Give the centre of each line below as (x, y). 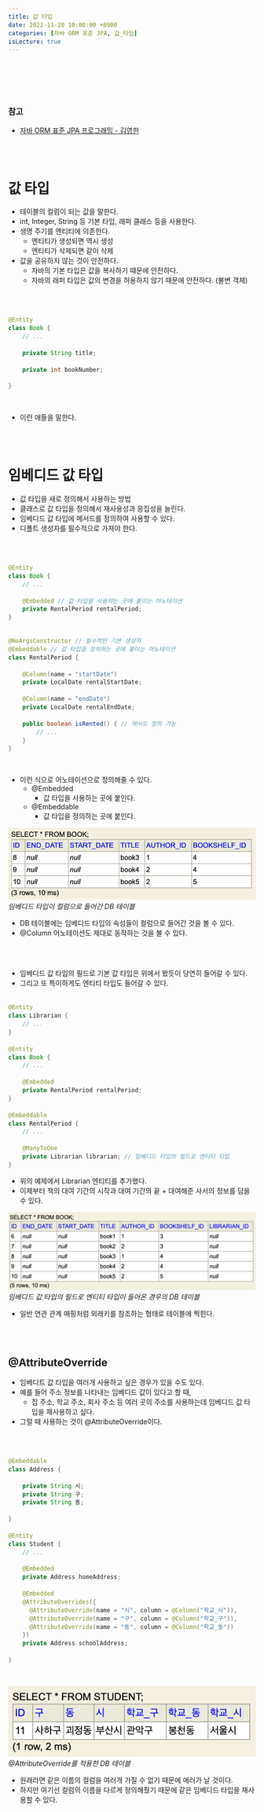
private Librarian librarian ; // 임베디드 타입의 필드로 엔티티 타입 (126, 1157)
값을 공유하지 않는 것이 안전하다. (69, 261)
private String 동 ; (53, 1502)
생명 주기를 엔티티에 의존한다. (65, 231)
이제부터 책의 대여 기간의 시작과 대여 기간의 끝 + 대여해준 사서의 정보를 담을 (135, 1190)
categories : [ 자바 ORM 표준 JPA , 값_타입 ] (73, 33)
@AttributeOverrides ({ (59, 1602)
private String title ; (59, 353)
